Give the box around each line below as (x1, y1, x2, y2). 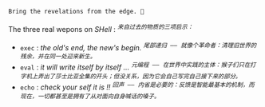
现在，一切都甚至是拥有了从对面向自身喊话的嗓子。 (19, 92, 160, 100)
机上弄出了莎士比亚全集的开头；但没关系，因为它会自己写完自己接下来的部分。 (26, 72, 242, 80)
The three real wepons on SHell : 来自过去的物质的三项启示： (8, 23, 194, 34)
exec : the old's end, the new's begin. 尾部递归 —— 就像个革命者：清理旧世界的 (19, 41, 257, 52)
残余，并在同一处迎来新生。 (19, 53, 97, 61)
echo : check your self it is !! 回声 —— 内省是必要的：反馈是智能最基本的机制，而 (19, 81, 255, 92)
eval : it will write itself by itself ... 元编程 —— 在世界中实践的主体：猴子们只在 (19, 61, 251, 72)
